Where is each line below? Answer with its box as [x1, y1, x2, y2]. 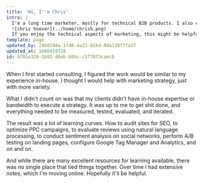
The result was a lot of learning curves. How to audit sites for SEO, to [6, 119, 178, 127]
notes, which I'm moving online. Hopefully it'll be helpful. [6, 170, 147, 177]
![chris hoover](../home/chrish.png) [11, 25, 107, 32]
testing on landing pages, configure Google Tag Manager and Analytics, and [6, 138, 196, 146]
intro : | [6, 14, 28, 21]
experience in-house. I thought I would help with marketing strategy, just [6, 77, 187, 84]
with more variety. [6, 83, 51, 91]
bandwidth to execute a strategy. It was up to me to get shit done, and [6, 101, 181, 109]
